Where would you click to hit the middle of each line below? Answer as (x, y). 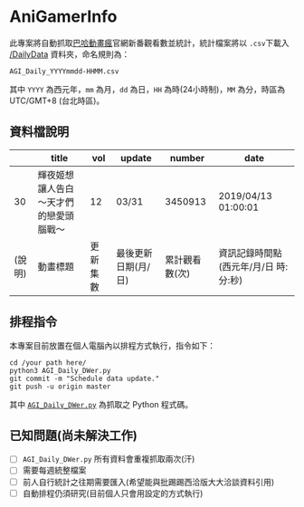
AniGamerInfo (63, 17)
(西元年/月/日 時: (253, 266)
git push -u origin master (60, 387)
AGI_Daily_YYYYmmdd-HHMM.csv (64, 71)
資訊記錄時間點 (250, 253)
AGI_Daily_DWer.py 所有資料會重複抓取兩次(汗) (109, 459)
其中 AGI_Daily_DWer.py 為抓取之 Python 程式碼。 (101, 404)
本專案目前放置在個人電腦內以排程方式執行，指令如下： (112, 345)
